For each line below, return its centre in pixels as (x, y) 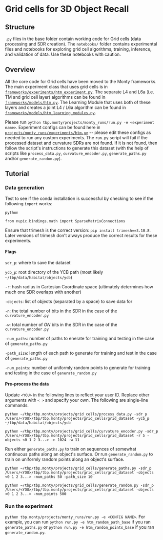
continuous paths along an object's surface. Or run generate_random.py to (79, 454)
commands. (17, 405)
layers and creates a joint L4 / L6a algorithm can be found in (66, 107)
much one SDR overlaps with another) (43, 292)
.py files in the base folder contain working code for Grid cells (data (73, 39)
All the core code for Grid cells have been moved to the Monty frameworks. (81, 81)
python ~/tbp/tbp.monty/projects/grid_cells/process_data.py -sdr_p (76, 414)
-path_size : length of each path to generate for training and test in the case (81, 353)
